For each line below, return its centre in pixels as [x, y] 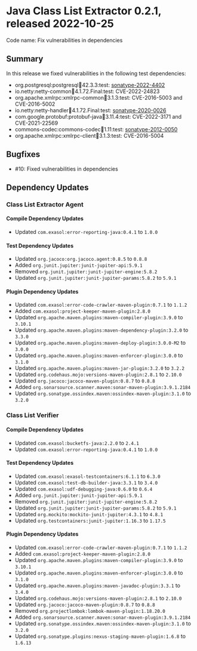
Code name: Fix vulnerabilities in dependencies [64, 40]
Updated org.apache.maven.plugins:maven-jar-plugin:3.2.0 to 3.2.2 [100, 368]
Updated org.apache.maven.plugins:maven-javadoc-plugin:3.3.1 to [98, 585]
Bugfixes [23, 154]
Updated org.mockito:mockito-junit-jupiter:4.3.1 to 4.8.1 [89, 514]
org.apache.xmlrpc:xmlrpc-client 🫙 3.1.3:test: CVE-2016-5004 [89, 135]
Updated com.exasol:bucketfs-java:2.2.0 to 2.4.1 [77, 443]
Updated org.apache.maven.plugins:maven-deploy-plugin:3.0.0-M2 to [100, 343]
